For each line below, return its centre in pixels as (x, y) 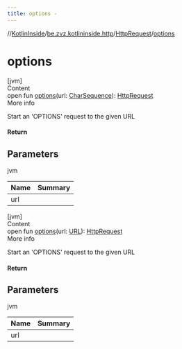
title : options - (32, 14)
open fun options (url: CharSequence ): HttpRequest (80, 95)
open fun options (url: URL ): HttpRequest (65, 231)
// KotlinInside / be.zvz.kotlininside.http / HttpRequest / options (91, 33)
